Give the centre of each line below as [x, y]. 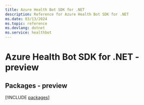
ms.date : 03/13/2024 [26, 19]
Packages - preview [36, 86]
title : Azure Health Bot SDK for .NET [45, 10]
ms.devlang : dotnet [25, 28]
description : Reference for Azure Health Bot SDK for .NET [67, 14]
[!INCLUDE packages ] [27, 97]
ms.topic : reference [26, 23]
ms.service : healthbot [28, 33]
